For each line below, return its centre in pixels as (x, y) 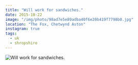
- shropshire (24, 43)
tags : (11, 34)
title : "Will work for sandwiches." (44, 10)
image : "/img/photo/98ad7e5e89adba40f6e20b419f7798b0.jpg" (70, 19)
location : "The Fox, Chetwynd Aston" (45, 24)
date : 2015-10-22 (24, 15)
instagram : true (22, 29)
